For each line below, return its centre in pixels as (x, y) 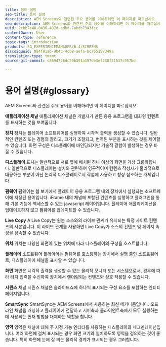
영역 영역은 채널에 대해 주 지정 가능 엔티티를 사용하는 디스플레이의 (68, 327)
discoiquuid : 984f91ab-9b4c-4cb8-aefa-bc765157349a (59, 51)
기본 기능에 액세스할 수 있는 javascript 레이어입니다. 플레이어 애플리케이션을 (83, 204)
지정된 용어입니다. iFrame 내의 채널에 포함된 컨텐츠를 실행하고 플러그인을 (84, 198)
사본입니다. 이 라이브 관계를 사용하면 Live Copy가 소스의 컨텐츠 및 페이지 (84, 227)
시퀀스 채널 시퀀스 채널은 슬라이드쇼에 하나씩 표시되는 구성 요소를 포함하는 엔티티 (83, 287)
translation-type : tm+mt (31, 56)
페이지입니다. (18, 294)
